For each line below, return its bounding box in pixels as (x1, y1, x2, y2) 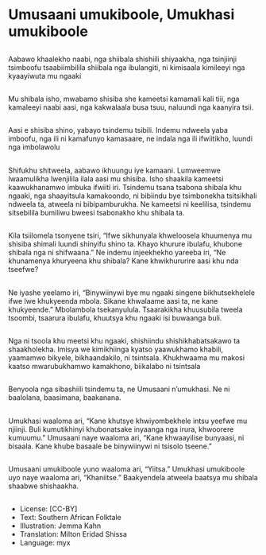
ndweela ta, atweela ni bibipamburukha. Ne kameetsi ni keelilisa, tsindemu (8, 199, 252, 208)
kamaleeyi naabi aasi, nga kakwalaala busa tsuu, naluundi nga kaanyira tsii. (8, 102, 254, 112)
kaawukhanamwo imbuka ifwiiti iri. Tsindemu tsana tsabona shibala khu (8, 182, 242, 192)
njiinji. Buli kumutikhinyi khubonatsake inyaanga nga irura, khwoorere (8, 424, 234, 434)
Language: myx (19, 538, 71, 548)
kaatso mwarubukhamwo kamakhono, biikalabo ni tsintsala (8, 361, 201, 371)
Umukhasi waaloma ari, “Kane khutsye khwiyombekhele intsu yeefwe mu (8, 416, 248, 425)
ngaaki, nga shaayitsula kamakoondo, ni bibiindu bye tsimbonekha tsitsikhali (8, 191, 257, 200)
